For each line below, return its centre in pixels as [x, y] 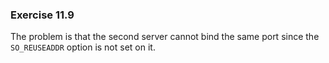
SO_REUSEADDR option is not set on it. [83, 47]
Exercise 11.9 [42, 15]
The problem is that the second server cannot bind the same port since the [165, 37]
